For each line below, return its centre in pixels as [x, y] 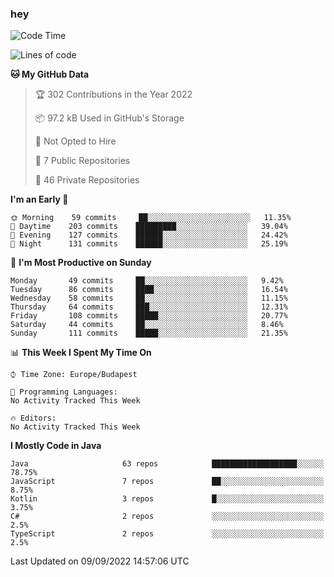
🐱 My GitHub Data [50, 74]
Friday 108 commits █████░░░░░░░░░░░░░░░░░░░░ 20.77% [149, 316]
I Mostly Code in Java [56, 446]
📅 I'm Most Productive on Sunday [81, 263]
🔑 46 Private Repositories [87, 180]
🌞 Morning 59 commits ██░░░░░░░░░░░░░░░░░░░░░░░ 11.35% [151, 218]
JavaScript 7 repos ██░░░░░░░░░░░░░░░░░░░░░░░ [167, 482]
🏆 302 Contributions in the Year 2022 [113, 94]
